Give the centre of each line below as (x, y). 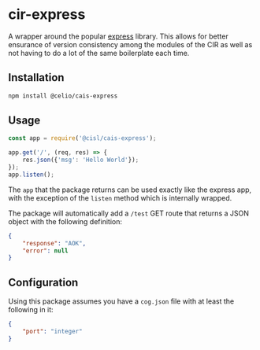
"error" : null (45, 251)
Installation (36, 77)
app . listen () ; (32, 175)
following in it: (31, 310)
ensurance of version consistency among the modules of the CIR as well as (130, 44)
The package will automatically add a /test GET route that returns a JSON (129, 213)
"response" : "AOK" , (54, 243)
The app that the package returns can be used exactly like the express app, (130, 190)
